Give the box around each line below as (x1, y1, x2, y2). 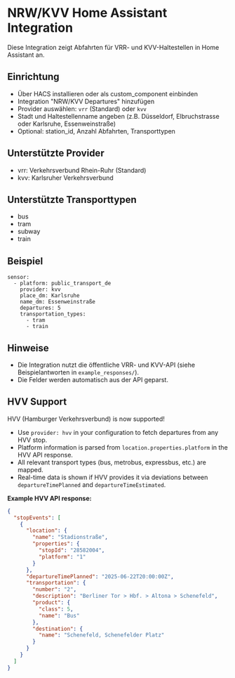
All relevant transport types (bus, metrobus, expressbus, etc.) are (17, 458, 207, 467)
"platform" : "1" (38, 553, 86, 560)
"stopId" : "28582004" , (38, 547, 105, 554)
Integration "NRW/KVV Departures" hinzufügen (17, 97, 155, 105)
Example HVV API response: (7, 494, 92, 502)
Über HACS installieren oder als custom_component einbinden (17, 89, 199, 98)
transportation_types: (20, 311, 86, 318)
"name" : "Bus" (38, 612, 80, 619)
